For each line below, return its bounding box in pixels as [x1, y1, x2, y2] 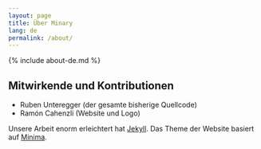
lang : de [8, 26, 38, 34]
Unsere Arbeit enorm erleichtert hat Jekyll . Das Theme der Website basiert [8, 124, 255, 134]
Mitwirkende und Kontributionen [8, 79, 174, 92]
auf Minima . [8, 132, 48, 142]
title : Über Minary [8, 19, 73, 27]
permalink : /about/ [8, 33, 73, 42]
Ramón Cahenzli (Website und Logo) [19, 108, 141, 118]
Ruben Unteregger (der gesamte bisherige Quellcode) [19, 100, 198, 110]
